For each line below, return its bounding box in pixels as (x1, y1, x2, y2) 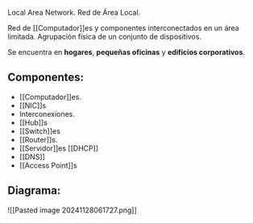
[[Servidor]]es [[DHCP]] (19, 143, 98, 153)
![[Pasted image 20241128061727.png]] (7, 205, 138, 215)
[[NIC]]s (19, 101, 47, 110)
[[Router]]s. (19, 134, 58, 144)
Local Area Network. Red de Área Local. (7, 8, 141, 17)
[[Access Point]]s (19, 160, 77, 170)
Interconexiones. (19, 109, 76, 118)
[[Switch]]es (19, 126, 61, 136)
